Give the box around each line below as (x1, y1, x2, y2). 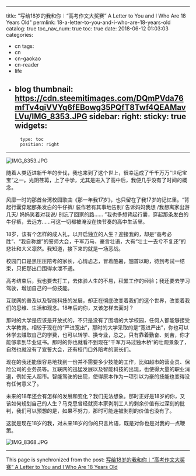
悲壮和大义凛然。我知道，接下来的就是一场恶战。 (6, 245, 124, 252)
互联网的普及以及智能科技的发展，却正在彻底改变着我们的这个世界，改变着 (6, 297, 185, 304)
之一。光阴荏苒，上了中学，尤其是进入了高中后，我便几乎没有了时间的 (13, 176, 183, 183)
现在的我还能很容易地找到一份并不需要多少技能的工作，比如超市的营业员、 (6, 358, 185, 365)
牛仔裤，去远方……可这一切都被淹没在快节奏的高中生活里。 (6, 218, 148, 225)
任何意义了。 (10, 380, 42, 387)
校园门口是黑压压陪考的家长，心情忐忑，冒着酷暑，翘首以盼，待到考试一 (6, 258, 180, 265)
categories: (6, 32, 33, 38)
